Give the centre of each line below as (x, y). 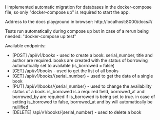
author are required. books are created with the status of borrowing (80, 60)
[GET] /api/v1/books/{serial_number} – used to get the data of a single (82, 76)
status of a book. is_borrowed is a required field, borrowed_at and (78, 91)
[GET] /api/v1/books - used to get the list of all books (65, 71)
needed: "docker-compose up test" (41, 36)
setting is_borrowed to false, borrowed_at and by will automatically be (82, 102)
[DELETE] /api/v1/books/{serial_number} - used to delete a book (77, 112)
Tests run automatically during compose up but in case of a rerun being (77, 31)
